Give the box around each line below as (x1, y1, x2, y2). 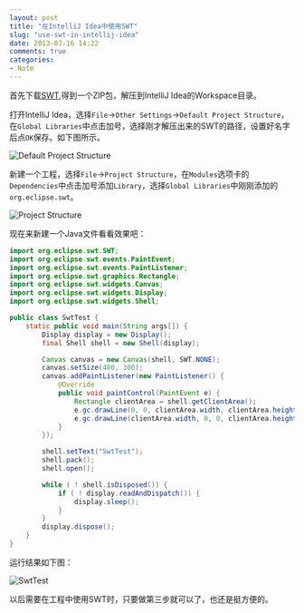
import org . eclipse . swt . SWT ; (9, 246, 119, 255)
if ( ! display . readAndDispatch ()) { (57, 489, 201, 498)
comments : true (9, 47, 67, 56)
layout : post (9, 13, 59, 23)
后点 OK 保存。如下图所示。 (9, 131, 106, 142)
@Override (57, 380, 95, 390)
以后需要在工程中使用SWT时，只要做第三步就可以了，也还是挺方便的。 (9, 593, 273, 604)
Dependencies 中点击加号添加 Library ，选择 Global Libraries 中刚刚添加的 (9, 180, 279, 190)
